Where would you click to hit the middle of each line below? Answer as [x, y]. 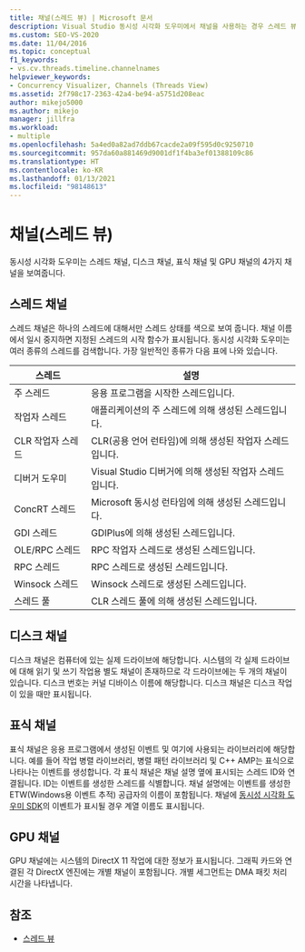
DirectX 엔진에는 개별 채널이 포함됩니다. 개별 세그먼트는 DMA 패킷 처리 [162, 872]
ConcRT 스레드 [45, 508]
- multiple [30, 136]
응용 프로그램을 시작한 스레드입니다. [162, 393]
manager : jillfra [42, 119]
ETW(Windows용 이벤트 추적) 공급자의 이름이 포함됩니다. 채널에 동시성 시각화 [148, 794]
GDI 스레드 [36, 533]
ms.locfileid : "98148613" [58, 187]
